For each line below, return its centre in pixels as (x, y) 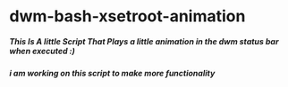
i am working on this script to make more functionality (112, 74)
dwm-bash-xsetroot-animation (127, 16)
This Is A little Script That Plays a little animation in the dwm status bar (144, 41)
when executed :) (42, 51)
